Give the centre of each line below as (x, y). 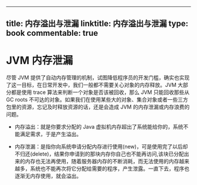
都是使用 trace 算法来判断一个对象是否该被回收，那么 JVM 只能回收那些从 (100, 92)
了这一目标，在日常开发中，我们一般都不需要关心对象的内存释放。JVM (91, 85)
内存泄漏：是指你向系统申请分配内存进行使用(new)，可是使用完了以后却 (101, 147)
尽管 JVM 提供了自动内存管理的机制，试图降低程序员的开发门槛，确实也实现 (98, 78)
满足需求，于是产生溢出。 (51, 134)
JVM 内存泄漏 (40, 60)
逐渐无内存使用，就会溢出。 (48, 176)
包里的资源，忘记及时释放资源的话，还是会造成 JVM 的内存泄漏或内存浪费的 (98, 107)
